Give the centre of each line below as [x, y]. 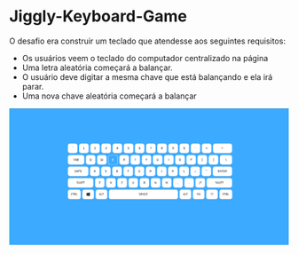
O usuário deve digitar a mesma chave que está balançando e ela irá [147, 76]
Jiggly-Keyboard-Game [98, 16]
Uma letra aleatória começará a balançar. [97, 67]
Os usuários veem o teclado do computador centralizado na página [145, 58]
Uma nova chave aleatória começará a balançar [109, 96]
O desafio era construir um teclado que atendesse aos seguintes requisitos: [148, 41]
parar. [33, 86]
